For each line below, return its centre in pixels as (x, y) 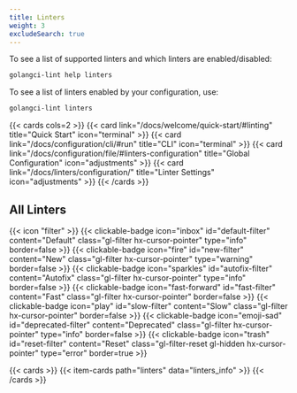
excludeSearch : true (47, 34)
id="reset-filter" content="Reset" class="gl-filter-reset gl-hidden (127, 343)
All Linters (38, 209)
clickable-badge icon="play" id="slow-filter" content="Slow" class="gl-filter (148, 305)
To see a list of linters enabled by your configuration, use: (114, 92)
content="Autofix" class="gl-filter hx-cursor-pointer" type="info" (128, 277)
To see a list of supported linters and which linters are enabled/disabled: (141, 59)
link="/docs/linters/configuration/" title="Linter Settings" (112, 173)
